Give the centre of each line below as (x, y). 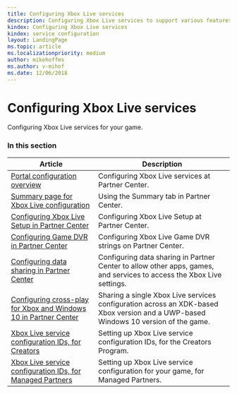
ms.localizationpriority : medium (56, 54)
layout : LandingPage (38, 40)
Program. (114, 350)
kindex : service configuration (53, 34)
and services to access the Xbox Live (160, 275)
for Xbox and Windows (49, 308)
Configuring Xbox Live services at (154, 176)
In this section (32, 145)
